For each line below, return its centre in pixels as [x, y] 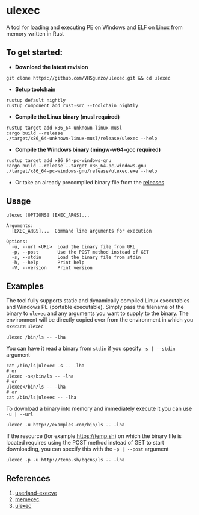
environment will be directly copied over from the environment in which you [100, 320]
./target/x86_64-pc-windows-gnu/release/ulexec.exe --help [82, 171]
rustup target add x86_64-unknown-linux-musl [64, 128]
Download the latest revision [51, 67]
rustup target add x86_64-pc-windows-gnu [59, 160]
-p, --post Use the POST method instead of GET [80, 252]
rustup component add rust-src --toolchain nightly [72, 105]
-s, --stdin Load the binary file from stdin [76, 257]
